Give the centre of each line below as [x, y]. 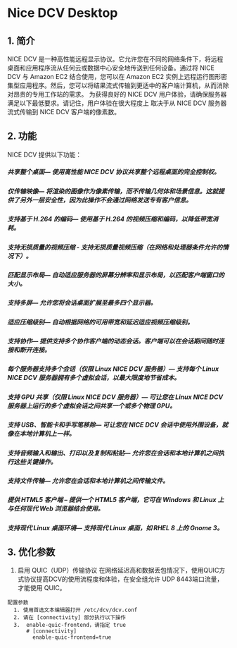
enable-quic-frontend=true [72, 637]
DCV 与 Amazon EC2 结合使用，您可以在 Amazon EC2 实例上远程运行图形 [114, 77]
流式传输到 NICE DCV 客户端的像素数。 [64, 112]
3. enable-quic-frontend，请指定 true [70, 625]
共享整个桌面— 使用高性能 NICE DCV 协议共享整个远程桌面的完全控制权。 [114, 172]
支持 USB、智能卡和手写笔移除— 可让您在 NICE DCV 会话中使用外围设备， [115, 425]
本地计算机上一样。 [47, 434]
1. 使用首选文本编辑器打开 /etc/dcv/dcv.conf [76, 610]
